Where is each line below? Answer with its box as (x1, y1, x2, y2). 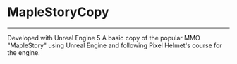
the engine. (7, 48, 40, 56)
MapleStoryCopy (7, 4, 109, 20)
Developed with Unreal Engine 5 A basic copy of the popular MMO (7, 33, 201, 42)
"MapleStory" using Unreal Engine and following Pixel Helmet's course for (7, 41, 222, 49)
